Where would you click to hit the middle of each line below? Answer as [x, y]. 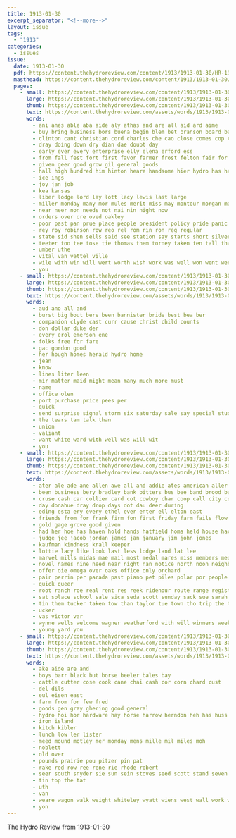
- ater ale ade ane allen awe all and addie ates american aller [130, 486]
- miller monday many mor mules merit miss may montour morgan [127, 204]
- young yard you [58, 630]
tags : [15, 33]
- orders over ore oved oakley [78, 217]
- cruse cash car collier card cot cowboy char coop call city [127, 499]
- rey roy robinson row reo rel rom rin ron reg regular [117, 230]
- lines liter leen [61, 374]
